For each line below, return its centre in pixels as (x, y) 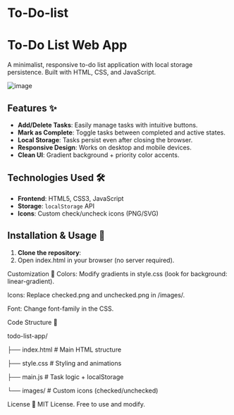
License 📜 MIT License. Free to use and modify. (76, 404)
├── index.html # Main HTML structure (64, 349)
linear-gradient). (31, 281)
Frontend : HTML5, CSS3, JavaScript (70, 198)
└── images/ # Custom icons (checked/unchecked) (83, 390)
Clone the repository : (49, 252)
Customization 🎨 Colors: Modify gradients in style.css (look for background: (117, 273)
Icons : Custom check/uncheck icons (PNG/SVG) (88, 213)
